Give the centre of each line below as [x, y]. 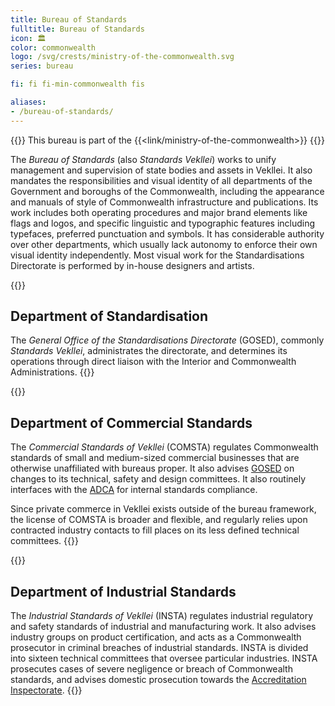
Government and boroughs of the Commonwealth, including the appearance [167, 191]
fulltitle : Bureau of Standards [77, 29]
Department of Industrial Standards [123, 591]
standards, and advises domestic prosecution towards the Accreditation [158, 680]
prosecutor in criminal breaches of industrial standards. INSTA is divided [159, 648]
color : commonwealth [53, 47]
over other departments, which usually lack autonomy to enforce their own [164, 244]
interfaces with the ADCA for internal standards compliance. [134, 490]
